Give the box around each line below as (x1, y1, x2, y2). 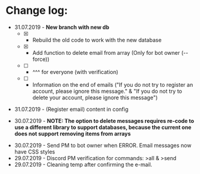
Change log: (5, 4, 68, 17)
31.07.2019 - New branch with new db (14, 23, 110, 31)
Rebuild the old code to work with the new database (32, 36, 162, 43)
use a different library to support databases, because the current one (14, 123, 192, 131)
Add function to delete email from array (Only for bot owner (32, 49, 180, 56)
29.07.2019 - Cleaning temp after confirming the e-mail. (14, 161, 152, 168)
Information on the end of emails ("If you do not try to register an (32, 81, 193, 88)
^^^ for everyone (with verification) (32, 68, 119, 75)
